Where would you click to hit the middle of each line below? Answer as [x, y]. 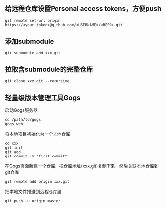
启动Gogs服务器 [22, 110]
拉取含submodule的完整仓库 [49, 70]
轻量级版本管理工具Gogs [43, 97]
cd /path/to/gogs [23, 120]
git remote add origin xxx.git [37, 182]
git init [14, 148]
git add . [15, 152]
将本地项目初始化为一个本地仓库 [38, 134]
